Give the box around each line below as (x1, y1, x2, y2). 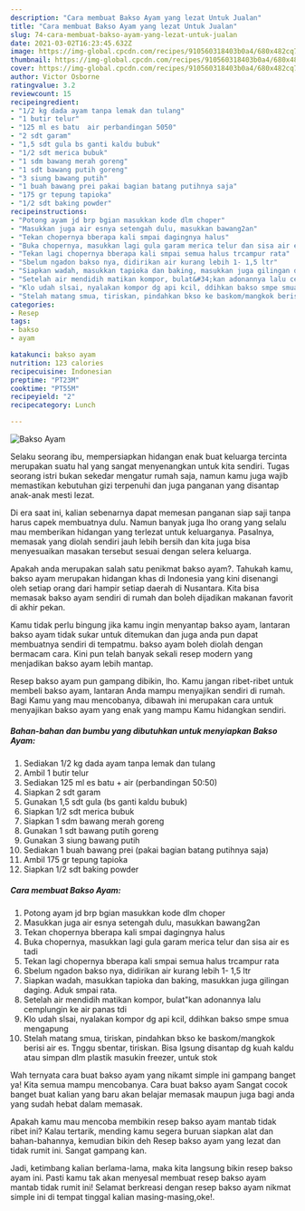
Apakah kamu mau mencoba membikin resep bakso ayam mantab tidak (10, 1116, 277, 1127)
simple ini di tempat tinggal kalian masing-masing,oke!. (10, 1191, 215, 1202)
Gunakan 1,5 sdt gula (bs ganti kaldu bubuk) (23, 796, 188, 807)
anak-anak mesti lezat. (10, 490, 95, 500)
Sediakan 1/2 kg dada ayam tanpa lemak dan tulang (23, 757, 216, 768)
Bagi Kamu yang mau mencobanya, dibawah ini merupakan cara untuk (10, 695, 274, 706)
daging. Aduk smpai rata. (23, 984, 118, 995)
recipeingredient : (10, 97, 80, 107)
